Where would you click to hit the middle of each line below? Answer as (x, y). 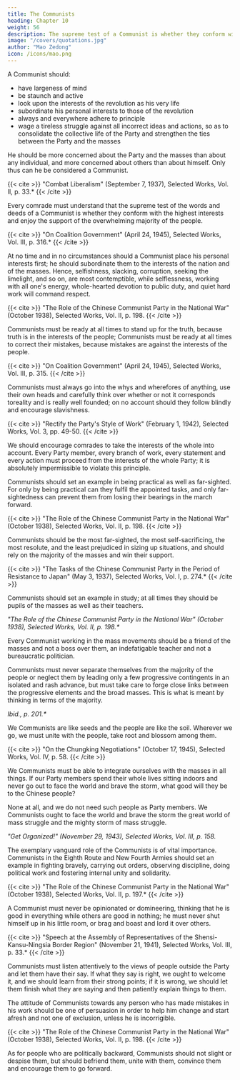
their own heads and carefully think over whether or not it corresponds (111, 394)
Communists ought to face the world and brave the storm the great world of (119, 814)
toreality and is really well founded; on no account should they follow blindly (119, 402)
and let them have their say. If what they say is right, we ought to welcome (117, 974)
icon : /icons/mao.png (40, 54)
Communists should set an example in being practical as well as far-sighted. (120, 481)
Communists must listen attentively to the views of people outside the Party (119, 966)
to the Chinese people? (41, 793)
